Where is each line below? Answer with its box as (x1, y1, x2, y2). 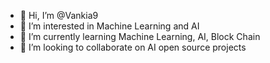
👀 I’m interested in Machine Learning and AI (19, 20, 200, 32)
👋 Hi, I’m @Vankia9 (19, 10, 99, 21)
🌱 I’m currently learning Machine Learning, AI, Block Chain (19, 31, 261, 42)
